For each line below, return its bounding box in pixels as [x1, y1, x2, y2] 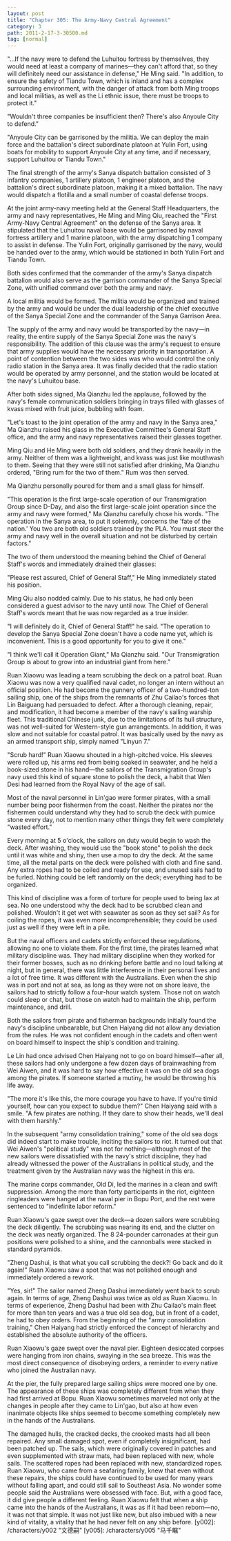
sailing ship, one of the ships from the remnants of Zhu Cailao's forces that [7, 693, 219, 702]
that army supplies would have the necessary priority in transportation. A [7, 347, 214, 356]
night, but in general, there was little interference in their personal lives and [7, 966, 221, 974]
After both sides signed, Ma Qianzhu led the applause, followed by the [7, 390, 207, 399]
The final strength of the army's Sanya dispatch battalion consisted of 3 [7, 169, 211, 177]
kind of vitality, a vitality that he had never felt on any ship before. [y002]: [7, 1518, 216, 1526]
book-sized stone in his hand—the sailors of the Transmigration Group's [7, 765, 212, 774]
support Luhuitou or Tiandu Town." [7, 155, 106, 163]
